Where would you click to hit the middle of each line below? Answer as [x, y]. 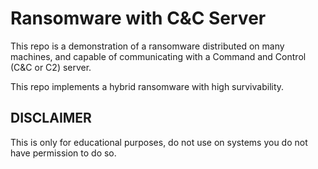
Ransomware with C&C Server [138, 18]
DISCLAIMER [51, 118]
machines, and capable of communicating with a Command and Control [158, 56]
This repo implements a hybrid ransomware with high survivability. [147, 86]
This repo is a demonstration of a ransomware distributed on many [147, 46]
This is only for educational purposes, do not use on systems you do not [159, 142]
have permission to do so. [63, 153]
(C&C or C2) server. [51, 67]
